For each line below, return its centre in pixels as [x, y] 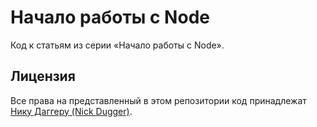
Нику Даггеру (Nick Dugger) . [71, 111]
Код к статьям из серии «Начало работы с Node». [117, 45]
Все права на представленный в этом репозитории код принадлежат [158, 100]
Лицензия [43, 76]
